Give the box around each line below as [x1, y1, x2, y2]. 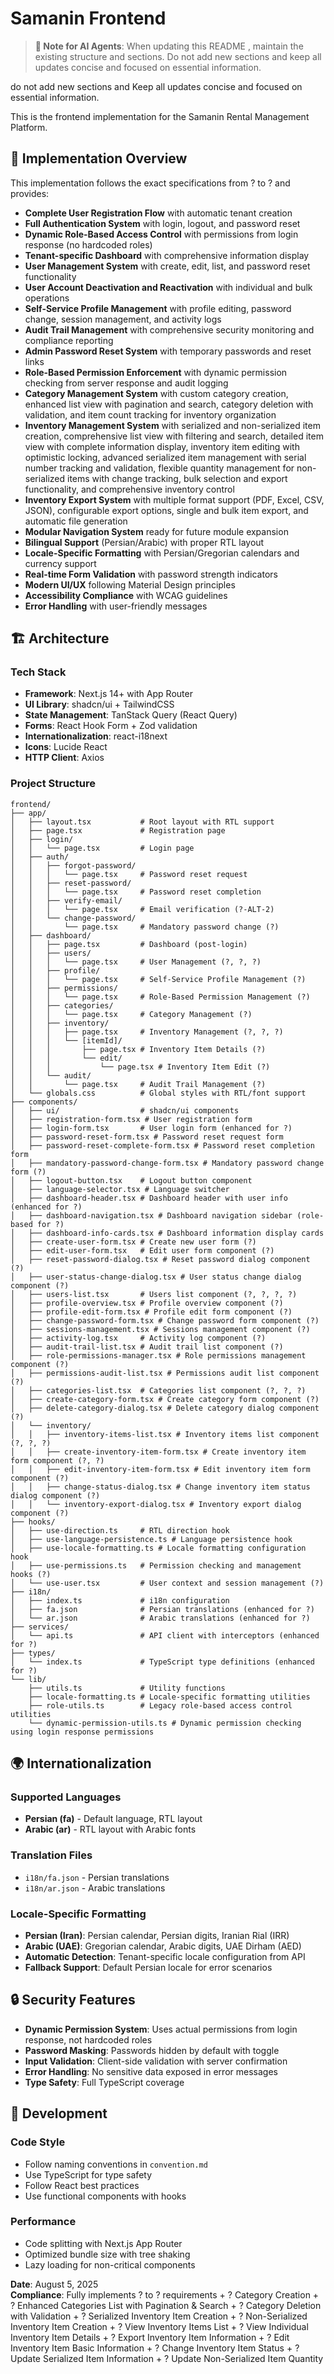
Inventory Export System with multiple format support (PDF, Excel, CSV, [24, 493, 325, 506]
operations [24, 292, 70, 304]
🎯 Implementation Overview [10, 150, 188, 167]
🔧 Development [10, 2105, 108, 2122]
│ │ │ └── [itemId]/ [10, 1035, 123, 1046]
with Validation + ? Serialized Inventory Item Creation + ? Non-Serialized [10, 2310, 308, 2322]
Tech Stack [10, 665, 67, 679]
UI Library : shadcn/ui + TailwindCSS [24, 698, 175, 711]
